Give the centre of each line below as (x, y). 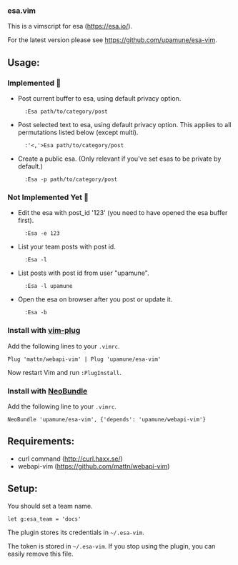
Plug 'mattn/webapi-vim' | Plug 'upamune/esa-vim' (84, 359)
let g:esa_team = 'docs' (44, 519)
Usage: (24, 62)
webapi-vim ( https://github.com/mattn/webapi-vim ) (94, 466)
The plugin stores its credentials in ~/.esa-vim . (76, 532)
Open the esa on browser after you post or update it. (95, 299)
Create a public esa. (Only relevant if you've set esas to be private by (119, 159)
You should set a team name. (50, 506)
